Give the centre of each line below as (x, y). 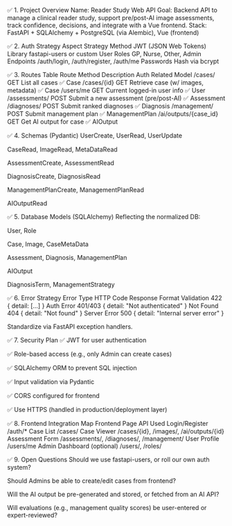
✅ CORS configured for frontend (54, 396)
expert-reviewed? (32, 515)
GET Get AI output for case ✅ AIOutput (62, 122)
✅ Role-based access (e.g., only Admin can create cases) (90, 354)
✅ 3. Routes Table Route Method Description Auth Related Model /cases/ (111, 75)
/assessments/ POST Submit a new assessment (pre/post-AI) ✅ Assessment (116, 98)
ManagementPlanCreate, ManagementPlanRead (75, 190)
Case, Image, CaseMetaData (48, 244)
